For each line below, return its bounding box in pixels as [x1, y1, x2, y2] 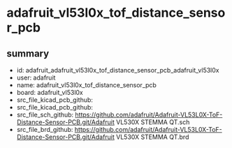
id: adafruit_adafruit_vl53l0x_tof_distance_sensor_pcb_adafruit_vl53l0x [16, 66, 219, 74]
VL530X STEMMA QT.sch [115, 118, 190, 126]
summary [6, 47, 50, 59]
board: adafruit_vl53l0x [16, 89, 83, 96]
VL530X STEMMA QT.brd [115, 133, 189, 141]
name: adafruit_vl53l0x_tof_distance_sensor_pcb [16, 81, 157, 89]
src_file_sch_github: [16, 110, 74, 119]
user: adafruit [16, 73, 56, 82]
